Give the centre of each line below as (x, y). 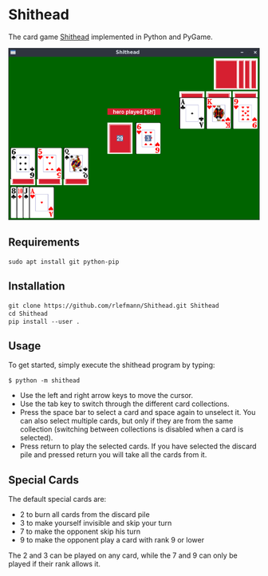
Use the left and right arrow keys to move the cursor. (106, 396)
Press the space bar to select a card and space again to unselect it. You (138, 412)
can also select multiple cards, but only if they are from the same (126, 421)
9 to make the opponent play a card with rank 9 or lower (112, 540)
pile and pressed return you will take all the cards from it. (113, 455)
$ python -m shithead (44, 381)
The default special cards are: (57, 499)
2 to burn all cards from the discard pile (85, 515)
